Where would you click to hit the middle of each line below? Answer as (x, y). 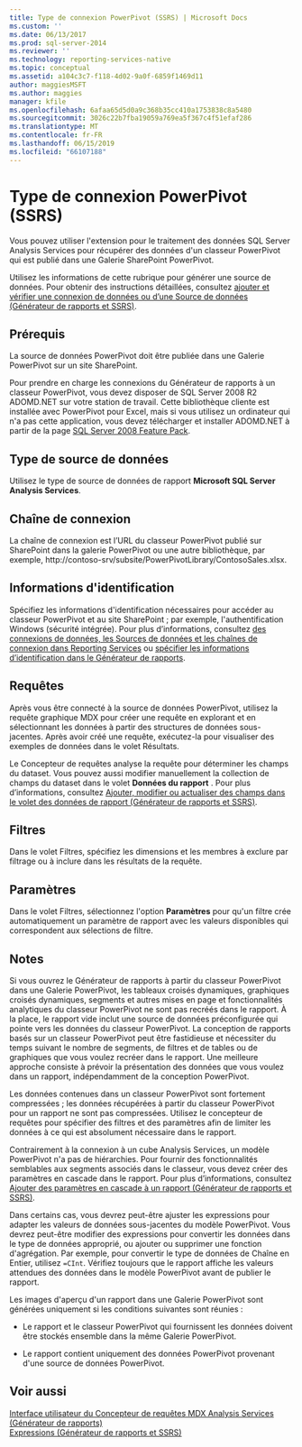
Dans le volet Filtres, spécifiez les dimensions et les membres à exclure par (149, 852)
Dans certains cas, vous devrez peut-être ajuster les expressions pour (140, 1215)
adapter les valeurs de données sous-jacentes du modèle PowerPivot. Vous (150, 1225)
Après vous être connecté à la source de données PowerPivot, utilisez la (143, 708)
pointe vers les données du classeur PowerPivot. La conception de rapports (150, 1029)
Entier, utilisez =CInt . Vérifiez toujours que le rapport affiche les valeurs (142, 1263)
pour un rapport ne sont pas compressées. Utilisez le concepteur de (136, 1113)
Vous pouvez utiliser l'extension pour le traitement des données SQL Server (150, 241)
